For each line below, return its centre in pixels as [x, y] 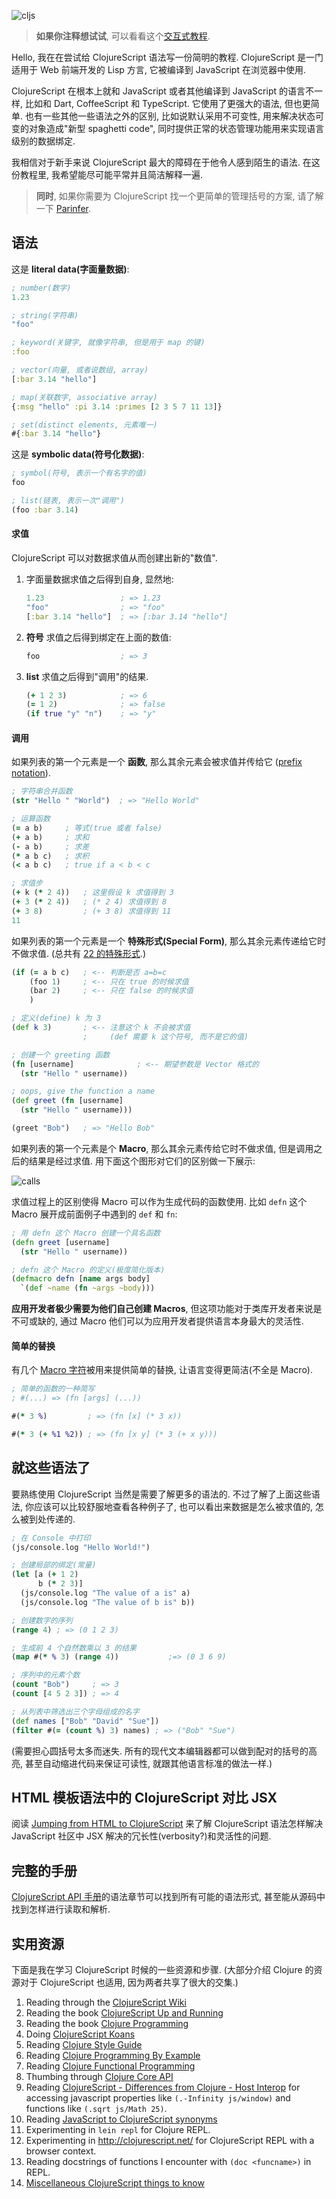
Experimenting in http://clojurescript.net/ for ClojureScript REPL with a [170, 2141]
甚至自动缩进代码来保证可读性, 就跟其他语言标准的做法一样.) [148, 1763]
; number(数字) [41, 288]
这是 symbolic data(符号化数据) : [78, 454]
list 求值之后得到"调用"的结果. [87, 676]
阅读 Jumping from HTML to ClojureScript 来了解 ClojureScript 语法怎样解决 [167, 1824]
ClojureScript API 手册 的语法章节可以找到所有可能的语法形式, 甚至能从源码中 [168, 1897]
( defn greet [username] [61, 1242]
